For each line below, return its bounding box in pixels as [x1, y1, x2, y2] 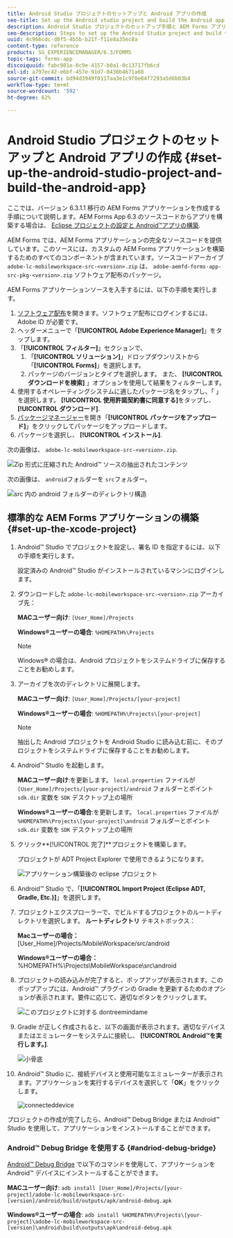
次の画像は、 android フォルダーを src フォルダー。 [7, 474, 151, 483]
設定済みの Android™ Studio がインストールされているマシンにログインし [17, 566, 225, 574]
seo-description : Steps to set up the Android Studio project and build [7, 29, 222, 37]
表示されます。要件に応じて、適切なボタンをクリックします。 [35, 992, 211, 1002]
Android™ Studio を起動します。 [17, 761, 107, 769]
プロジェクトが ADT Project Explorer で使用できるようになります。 [17, 855, 208, 863]
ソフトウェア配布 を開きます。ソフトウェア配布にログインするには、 [17, 309, 212, 317]
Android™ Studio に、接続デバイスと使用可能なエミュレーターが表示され [17, 1069, 223, 1078]
